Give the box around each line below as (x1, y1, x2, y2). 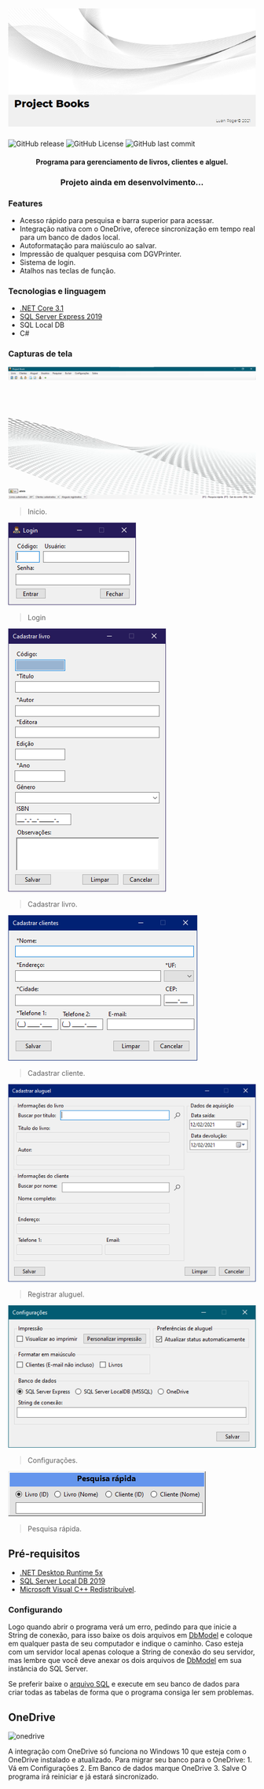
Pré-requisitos (8, 1547, 81, 1560)
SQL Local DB (19, 320, 65, 330)
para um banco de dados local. (19, 232, 120, 242)
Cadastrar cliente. (27, 1068, 86, 1077)
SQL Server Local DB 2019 (19, 1576, 106, 1586)
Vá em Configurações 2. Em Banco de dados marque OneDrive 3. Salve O (8, 1764, 247, 1773)
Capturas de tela (8, 348, 73, 359)
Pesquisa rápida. (27, 1524, 82, 1534)
